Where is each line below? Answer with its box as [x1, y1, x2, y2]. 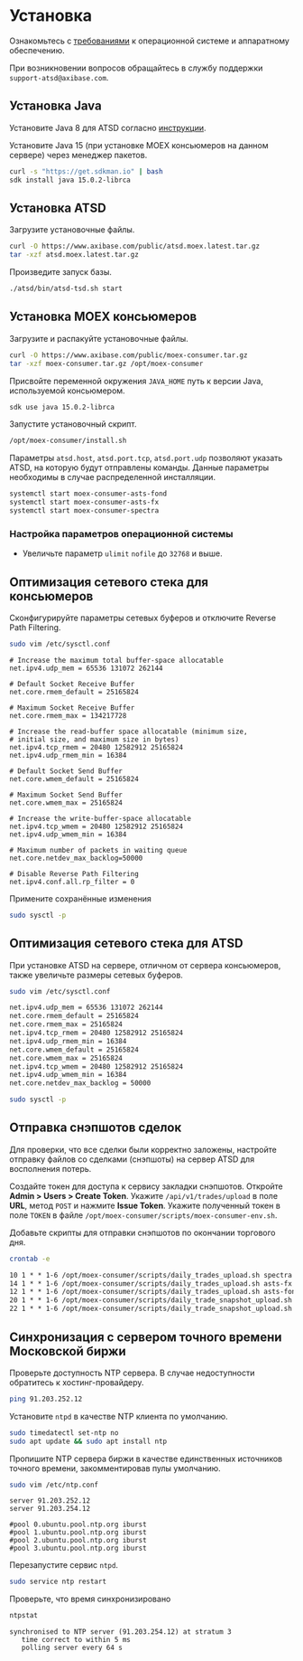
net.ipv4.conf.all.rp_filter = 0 [9, 877, 135, 886]
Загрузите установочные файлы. [9, 224, 135, 235]
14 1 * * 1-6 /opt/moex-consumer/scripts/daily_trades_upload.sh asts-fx [9, 1279, 293, 1288]
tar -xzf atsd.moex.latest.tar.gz [9, 250, 140, 260]
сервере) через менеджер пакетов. [9, 149, 148, 160]
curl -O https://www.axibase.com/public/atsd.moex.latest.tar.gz [9, 241, 260, 251]
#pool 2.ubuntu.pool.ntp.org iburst [9, 1536, 147, 1545]
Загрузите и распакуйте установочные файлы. [9, 333, 189, 344]
